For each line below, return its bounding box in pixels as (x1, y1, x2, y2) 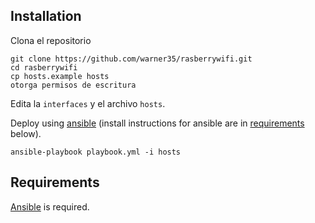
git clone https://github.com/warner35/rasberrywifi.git (10, 54, 253, 64)
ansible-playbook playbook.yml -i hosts (10, 147, 182, 157)
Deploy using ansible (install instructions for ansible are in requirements (10, 117, 305, 129)
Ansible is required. (10, 200, 90, 213)
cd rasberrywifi (10, 62, 78, 73)
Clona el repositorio (10, 34, 92, 46)
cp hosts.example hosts (10, 71, 110, 81)
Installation (10, 8, 82, 25)
